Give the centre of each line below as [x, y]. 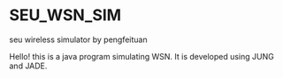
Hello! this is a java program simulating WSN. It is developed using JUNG [141, 56]
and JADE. [28, 66]
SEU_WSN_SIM [65, 15]
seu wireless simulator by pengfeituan [78, 39]
